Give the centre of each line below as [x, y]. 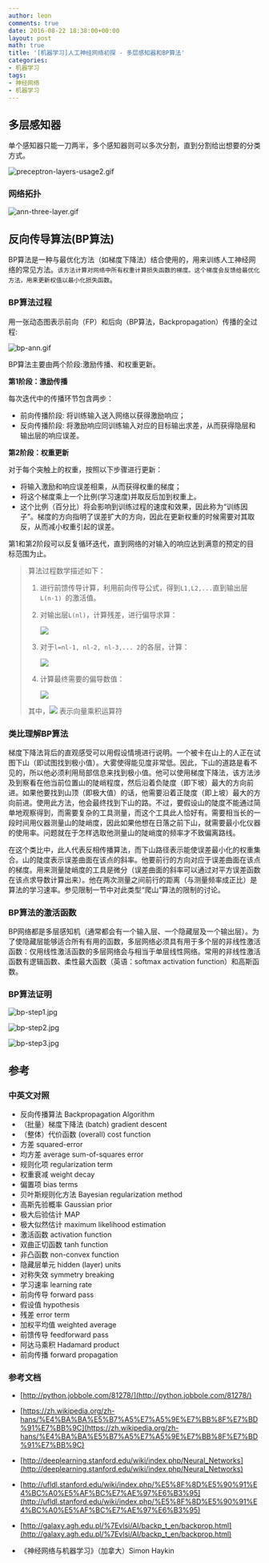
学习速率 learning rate [56, 1285]
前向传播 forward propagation [69, 1355]
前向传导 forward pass [57, 1294]
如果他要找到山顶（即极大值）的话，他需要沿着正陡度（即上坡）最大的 [138, 792]
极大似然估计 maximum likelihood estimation [93, 1225]
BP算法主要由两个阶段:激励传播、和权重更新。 [84, 364]
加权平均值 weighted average [68, 1325]
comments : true [34, 23]
